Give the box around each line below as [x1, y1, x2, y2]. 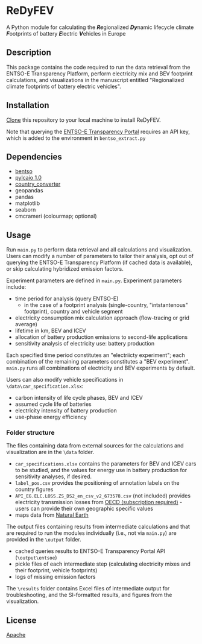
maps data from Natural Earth [14, 511, 89, 519]
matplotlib [14, 200, 40, 207]
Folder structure [6, 429, 55, 437]
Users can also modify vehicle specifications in [6, 376, 124, 384]
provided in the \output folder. [6, 536, 81, 543]
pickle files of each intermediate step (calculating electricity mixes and [14, 560, 191, 567]
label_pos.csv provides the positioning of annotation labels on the [14, 479, 180, 487]
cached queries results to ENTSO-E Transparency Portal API [14, 548, 166, 555]
